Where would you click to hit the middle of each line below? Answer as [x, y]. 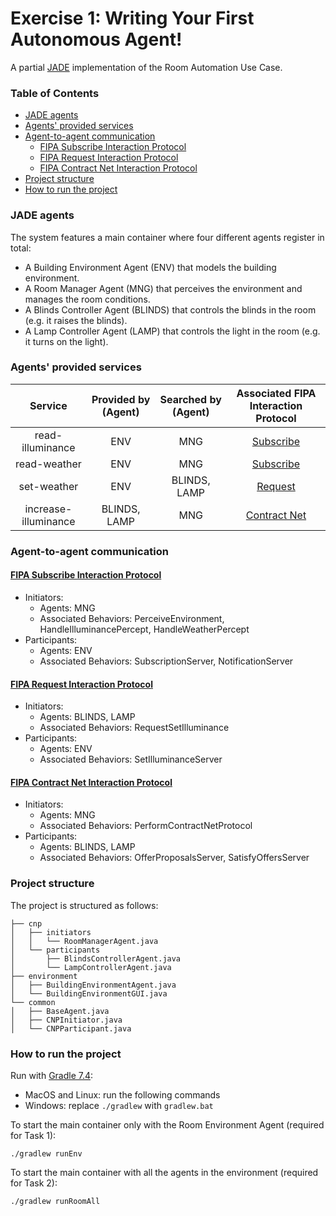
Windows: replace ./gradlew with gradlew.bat [119, 1105]
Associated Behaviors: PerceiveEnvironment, [132, 618]
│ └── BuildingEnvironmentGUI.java [89, 993]
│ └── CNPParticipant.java [71, 1028]
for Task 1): [33, 1135]
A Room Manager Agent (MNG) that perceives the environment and [163, 288]
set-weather [48, 486]
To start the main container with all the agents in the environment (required [164, 1172]
